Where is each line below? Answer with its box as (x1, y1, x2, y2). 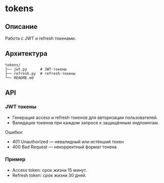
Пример (5, 156, 26, 163)
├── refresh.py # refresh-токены (5, 71, 76, 76)
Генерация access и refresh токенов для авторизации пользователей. (12, 114, 158, 120)
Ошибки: (5, 129, 23, 135)
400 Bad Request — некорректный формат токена (12, 144, 117, 150)
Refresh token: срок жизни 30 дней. (12, 172, 87, 178)
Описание (5, 23, 38, 31)
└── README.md (5, 75, 34, 80)
